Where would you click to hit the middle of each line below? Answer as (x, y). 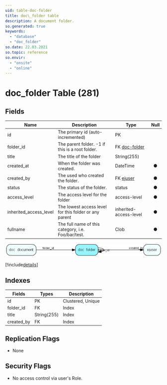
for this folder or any (79, 212)
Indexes (18, 280)
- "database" (23, 37)
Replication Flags (32, 339)
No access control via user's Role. (47, 378)
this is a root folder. (78, 149)
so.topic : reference (27, 52)
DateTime (125, 166)
